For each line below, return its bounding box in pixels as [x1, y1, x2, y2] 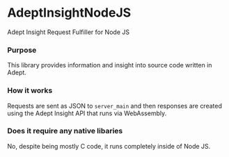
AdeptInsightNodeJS [7, 5, 132, 21]
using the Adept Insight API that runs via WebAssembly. [7, 109, 167, 117]
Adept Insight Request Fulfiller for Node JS [7, 28, 130, 36]
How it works [7, 85, 53, 95]
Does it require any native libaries [7, 126, 123, 136]
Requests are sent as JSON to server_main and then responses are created [7, 101, 223, 110]
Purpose [7, 45, 37, 55]
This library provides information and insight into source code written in [7, 61, 212, 69]
